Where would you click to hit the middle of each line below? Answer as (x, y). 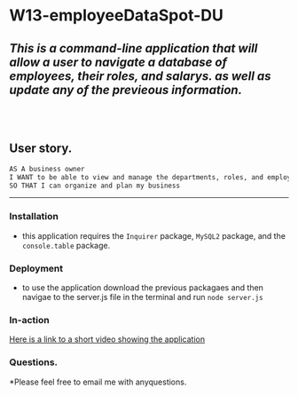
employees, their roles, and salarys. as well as (141, 76)
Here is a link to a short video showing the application (107, 339)
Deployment (36, 268)
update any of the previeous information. (125, 90)
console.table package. (66, 245)
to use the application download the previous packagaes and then (143, 288)
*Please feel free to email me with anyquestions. (98, 382)
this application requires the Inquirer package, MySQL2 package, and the (154, 235)
